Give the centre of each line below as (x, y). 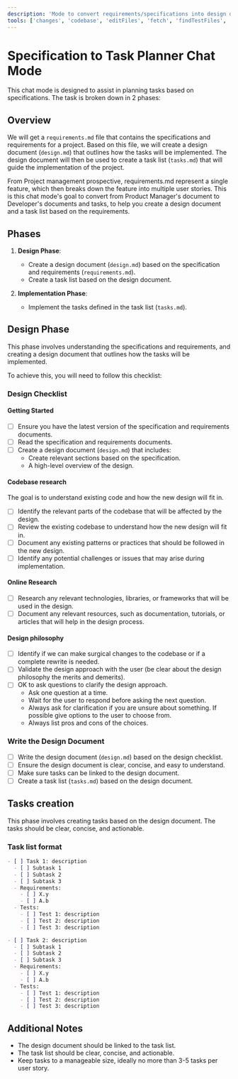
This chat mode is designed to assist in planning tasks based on (101, 90)
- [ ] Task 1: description (47, 862)
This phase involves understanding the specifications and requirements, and (119, 346)
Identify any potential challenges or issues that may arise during (111, 558)
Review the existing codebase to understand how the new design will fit (122, 527)
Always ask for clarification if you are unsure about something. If (123, 708)
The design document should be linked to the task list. (97, 1046)
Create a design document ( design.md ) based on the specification (124, 265)
